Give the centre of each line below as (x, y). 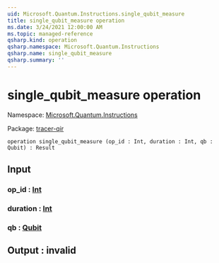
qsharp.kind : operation (42, 40)
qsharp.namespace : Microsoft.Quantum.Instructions (83, 47)
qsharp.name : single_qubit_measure (60, 54)
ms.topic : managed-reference (50, 34)
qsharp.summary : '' (36, 60)
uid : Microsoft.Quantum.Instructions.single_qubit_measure (96, 14)
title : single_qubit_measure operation (66, 21)
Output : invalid (42, 251)
